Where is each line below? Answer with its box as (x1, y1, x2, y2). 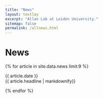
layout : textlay (5, 12, 39, 17)
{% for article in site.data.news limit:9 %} (5, 63, 89, 69)
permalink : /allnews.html (5, 26, 58, 31)
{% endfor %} (5, 88, 34, 94)
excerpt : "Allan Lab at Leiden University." (5, 16, 99, 21)
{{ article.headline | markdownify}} (5, 78, 76, 84)
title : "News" (5, 7, 35, 12)
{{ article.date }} (5, 73, 38, 79)
